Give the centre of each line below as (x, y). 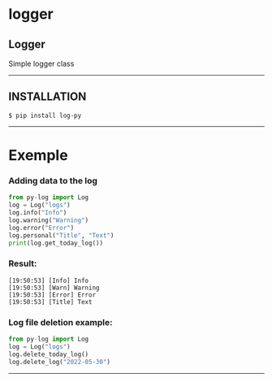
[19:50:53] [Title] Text (50, 302)
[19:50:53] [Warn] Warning (54, 288)
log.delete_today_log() (49, 354)
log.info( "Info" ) (38, 213)
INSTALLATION (48, 97)
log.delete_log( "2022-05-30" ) (60, 362)
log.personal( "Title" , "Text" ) (61, 235)
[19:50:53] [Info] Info (49, 280)
